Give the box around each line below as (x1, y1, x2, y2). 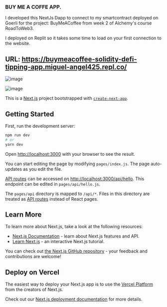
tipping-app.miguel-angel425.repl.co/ (5, 62, 127, 71)
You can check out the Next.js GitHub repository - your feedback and (5, 248, 148, 254)
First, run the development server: (5, 123, 75, 129)
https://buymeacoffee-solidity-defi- (21, 55, 137, 63)
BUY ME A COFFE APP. (5, 3, 61, 10)
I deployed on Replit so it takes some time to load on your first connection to (5, 35, 162, 41)
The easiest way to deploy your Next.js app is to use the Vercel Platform (5, 281, 154, 288)
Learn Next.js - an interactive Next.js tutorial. (12, 239, 105, 245)
